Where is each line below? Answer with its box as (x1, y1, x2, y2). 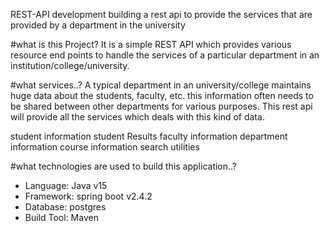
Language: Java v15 (24, 180, 108, 191)
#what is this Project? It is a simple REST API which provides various (10, 39, 292, 50)
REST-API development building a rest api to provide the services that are (10, 9, 313, 20)
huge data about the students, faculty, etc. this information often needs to (10, 90, 314, 101)
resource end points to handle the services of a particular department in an (10, 49, 320, 61)
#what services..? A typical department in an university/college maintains (10, 79, 312, 91)
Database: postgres (24, 201, 107, 213)
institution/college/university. (10, 60, 130, 71)
